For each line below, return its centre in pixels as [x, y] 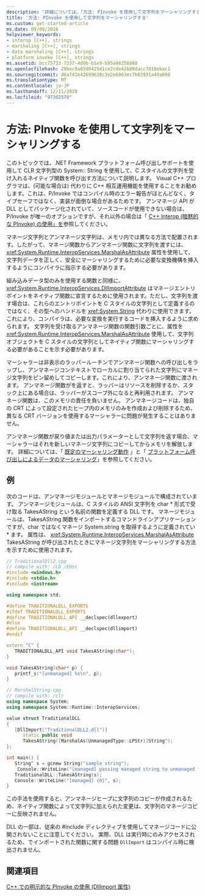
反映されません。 [38, 814]
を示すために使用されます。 [41, 549]
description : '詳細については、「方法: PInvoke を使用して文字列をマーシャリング [99, 12]
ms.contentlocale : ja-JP [38, 86]
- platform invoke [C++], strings [50, 57]
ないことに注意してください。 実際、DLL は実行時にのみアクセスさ [106, 834]
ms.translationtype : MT [37, 80]
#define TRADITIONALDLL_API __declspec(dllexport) [72, 617]
